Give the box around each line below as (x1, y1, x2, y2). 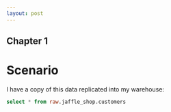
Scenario (6, 63, 59, 79)
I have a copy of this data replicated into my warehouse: (6, 85, 165, 93)
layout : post (6, 10, 44, 17)
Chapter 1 (6, 36, 49, 47)
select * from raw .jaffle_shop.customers (6, 98, 127, 105)
